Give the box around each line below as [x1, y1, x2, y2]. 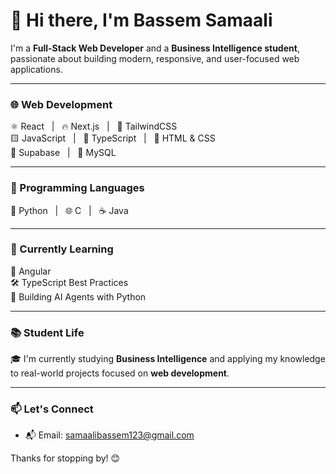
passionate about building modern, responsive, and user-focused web [10, 52, 300, 64]
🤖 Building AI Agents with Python [10, 290, 147, 303]
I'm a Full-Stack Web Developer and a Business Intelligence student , [10, 42, 300, 54]
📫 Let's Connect [10, 402, 94, 416]
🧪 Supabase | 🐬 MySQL [10, 147, 117, 159]
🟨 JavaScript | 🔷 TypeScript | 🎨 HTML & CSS [10, 132, 216, 144]
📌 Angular [10, 265, 52, 277]
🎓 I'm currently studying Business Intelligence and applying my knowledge [10, 353, 326, 365]
